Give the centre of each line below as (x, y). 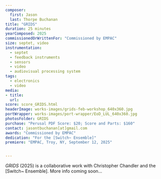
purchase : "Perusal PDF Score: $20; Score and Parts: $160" (70, 123)
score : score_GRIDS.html (31, 105)
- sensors (20, 62)
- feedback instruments (35, 57)
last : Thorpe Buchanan (34, 19)
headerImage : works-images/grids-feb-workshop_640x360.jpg (69, 109)
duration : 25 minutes (28, 29)
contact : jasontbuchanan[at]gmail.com (46, 128)
